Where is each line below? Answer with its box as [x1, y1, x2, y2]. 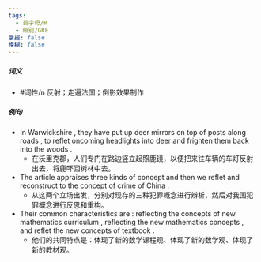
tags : [8, 11, 26, 20]
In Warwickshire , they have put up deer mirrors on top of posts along [19, 128, 247, 137]
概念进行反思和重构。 [38, 200, 108, 210]
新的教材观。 [31, 245, 74, 255]
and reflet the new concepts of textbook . [19, 226, 155, 235]
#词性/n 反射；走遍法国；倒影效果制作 [19, 88, 144, 97]
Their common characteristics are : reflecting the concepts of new [19, 209, 236, 219]
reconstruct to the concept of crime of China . [19, 181, 170, 190]
